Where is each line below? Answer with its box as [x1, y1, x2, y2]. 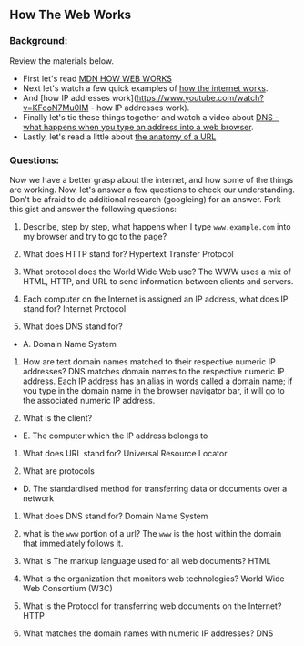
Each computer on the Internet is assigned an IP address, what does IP [22, 293, 289, 304]
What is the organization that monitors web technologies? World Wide [22, 573, 285, 584]
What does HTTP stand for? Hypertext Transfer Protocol [22, 248, 234, 259]
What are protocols [22, 465, 96, 477]
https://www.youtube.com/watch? [136, 92, 264, 103]
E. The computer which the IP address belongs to [22, 430, 208, 441]
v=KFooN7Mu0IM [22, 102, 89, 113]
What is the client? [22, 412, 93, 423]
